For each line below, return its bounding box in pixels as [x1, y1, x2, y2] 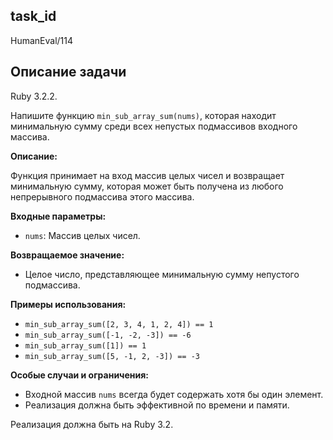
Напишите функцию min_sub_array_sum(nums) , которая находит [10, 109, 277, 121]
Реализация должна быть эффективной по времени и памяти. [24, 399, 290, 411]
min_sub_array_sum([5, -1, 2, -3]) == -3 [24, 351, 200, 361]
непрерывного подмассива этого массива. [10, 190, 195, 203]
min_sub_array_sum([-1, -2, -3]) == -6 [24, 330, 192, 340]
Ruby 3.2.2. [10, 90, 58, 102]
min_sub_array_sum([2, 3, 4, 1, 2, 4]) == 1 [24, 319, 214, 329]
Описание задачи [10, 64, 127, 81]
